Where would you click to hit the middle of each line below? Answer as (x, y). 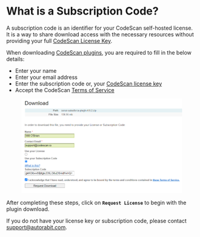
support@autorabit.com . (37, 227)
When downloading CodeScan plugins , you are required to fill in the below (99, 52)
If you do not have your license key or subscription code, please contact (96, 221)
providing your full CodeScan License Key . (59, 41)
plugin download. (28, 209)
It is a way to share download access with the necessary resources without (100, 34)
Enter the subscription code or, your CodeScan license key (88, 84)
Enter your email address (46, 77)
